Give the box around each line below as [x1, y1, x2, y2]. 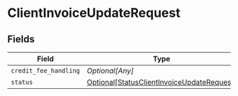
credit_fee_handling [11, 67, 80, 75]
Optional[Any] [86, 66, 135, 76]
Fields [7, 33, 35, 45]
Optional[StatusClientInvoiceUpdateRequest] [86, 78, 237, 87]
